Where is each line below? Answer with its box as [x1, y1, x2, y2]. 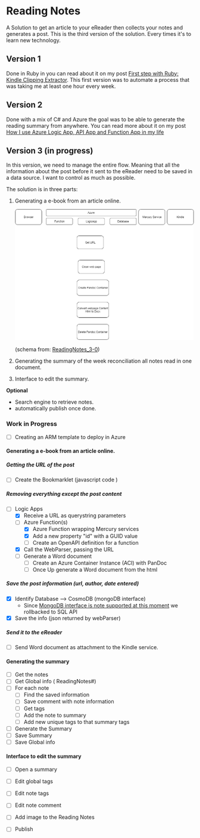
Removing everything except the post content [6, 490, 122, 497]
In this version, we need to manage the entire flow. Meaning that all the [6, 161, 180, 168]
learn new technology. [6, 36, 61, 44]
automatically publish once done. [14, 405, 96, 412]
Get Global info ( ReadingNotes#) [14, 678, 96, 685]
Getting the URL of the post [6, 461, 75, 468]
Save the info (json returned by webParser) [14, 614, 121, 622]
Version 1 [6, 54, 41, 64]
